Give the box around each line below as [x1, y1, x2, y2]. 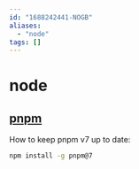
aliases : [9, 21, 42, 30]
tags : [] [9, 37, 42, 47]
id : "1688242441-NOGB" [9, 12, 93, 22]
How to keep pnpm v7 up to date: [9, 134, 131, 145]
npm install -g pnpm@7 [9, 151, 93, 160]
